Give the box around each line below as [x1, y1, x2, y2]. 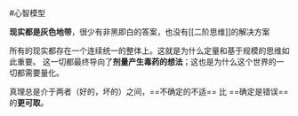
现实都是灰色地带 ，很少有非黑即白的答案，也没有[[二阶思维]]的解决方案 [9, 27, 270, 37]
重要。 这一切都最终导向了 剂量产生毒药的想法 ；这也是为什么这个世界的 [16, 57, 277, 66]
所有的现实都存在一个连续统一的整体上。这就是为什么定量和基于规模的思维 [9, 45, 282, 56]
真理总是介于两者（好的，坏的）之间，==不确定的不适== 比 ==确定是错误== [9, 87, 289, 97]
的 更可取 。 [9, 97, 49, 108]
